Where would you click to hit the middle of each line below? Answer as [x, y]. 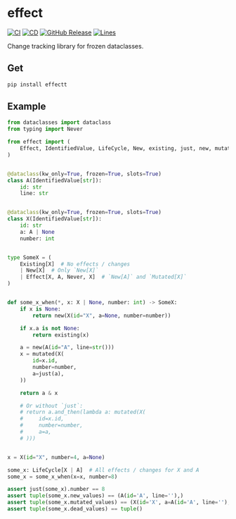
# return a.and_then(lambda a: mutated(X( [83, 412]
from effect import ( [39, 142]
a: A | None [37, 232]
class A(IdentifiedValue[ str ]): [54, 180]
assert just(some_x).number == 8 [56, 489]
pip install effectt [38, 85]
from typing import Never [45, 129]
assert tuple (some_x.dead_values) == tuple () [75, 509]
